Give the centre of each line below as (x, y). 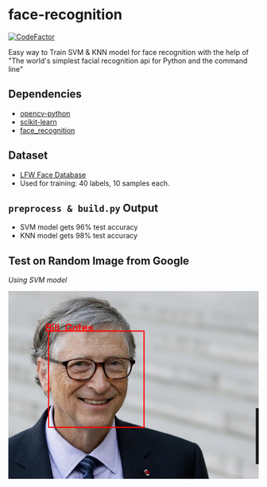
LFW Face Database (53, 175)
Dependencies (45, 94)
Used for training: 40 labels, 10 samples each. (95, 183)
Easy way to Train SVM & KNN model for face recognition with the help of (128, 52)
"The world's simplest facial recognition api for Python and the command (128, 61)
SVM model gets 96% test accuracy (79, 227)
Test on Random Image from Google (99, 261)
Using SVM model (38, 280)
